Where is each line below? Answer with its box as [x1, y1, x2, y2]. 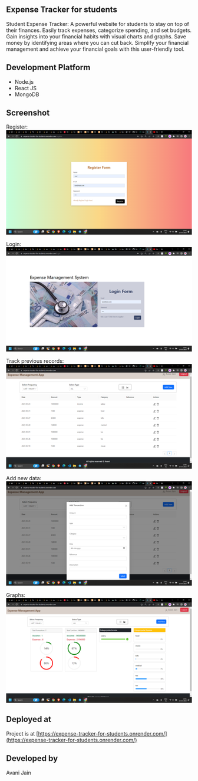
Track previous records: [6, 357, 64, 365]
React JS [14, 84, 37, 91]
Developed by [6, 753, 58, 763]
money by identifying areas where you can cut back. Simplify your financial [6, 39, 189, 46]
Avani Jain [6, 769, 31, 776]
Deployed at [6, 714, 51, 724]
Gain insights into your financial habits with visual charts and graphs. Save [6, 32, 187, 40]
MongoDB [14, 91, 39, 98]
